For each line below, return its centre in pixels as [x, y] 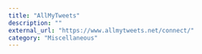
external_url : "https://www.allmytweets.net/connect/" [101, 30]
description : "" [35, 23]
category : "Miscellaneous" [53, 38]
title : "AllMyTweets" [44, 15]
